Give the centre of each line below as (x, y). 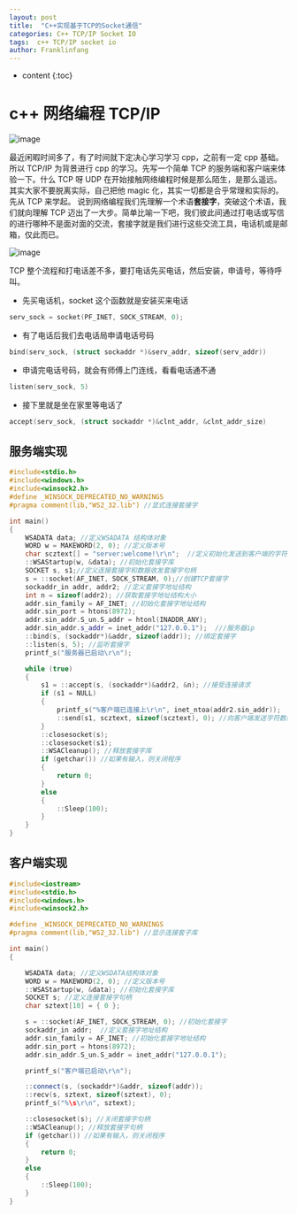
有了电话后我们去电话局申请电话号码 (88, 335)
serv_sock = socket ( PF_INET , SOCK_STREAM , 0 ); (96, 318)
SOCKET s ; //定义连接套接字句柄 (79, 998)
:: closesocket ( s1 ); (77, 743)
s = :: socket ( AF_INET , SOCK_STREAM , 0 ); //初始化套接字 (126, 1022)
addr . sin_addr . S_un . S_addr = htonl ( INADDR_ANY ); (116, 620)
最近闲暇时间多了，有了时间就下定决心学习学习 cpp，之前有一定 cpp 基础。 (147, 158)
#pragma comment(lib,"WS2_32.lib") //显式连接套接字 (103, 505)
